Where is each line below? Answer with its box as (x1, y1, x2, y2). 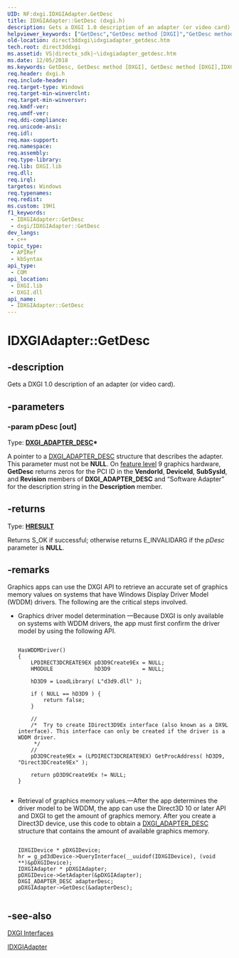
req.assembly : (7, 150, 50, 157)
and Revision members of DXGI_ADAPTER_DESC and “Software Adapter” (7, 475, 225, 483)
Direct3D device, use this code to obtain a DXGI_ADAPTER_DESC (17, 819, 208, 828)
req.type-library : (7, 156, 62, 164)
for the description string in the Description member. (7, 482, 163, 490)
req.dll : (7, 169, 33, 177)
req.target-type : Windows (7, 83, 84, 91)
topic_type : (7, 242, 43, 249)
